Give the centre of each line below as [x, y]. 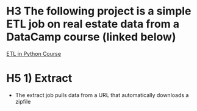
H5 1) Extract [39, 79]
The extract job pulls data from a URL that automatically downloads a [102, 95]
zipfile [23, 101]
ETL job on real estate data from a [93, 24]
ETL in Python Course [34, 53]
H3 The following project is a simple [99, 11]
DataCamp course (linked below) [91, 37]
